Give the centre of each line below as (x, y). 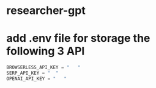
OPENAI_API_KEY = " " (37, 79)
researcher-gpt (46, 11)
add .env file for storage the (78, 39)
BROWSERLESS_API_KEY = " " (43, 67)
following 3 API (46, 51)
